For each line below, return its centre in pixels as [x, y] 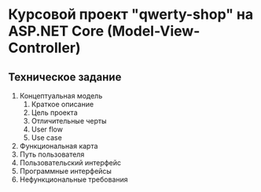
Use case [47, 138]
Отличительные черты [69, 121]
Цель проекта [54, 113]
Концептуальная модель [61, 96]
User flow [47, 129]
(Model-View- [153, 31]
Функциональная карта [59, 146]
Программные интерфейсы [66, 171]
